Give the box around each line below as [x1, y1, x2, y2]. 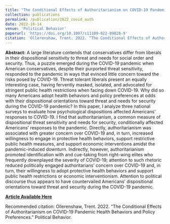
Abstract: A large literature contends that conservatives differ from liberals [5, 49, 162, 56]
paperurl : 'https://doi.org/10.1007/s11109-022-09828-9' [5, 31, 128, 36]
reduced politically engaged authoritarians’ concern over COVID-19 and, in [5, 162, 161, 168]
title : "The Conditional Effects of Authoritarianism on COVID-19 [5, 7, 148, 13]
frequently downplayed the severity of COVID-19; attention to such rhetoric [5, 157, 162, 163]
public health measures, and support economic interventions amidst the [5, 141, 155, 147]
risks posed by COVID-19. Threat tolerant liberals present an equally [5, 76, 147, 82]
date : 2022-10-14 [5, 21, 42, 27]
